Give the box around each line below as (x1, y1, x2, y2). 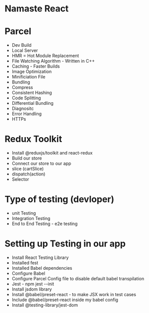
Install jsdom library (11, 286, 52, 292)
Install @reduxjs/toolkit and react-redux (11, 150, 93, 156)
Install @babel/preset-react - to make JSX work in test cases (11, 291, 137, 297)
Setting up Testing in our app (4, 238, 126, 249)
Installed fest (11, 259, 39, 266)
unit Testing (11, 210, 36, 216)
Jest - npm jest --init (11, 281, 54, 287)
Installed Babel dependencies (11, 265, 72, 271)
